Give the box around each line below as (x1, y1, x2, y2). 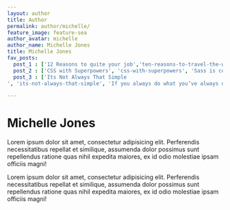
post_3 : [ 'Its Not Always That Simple (13, 73, 127, 81)
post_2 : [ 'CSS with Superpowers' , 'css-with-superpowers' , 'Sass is (13, 67, 216, 74)
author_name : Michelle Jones (7, 42, 90, 49)
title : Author (7, 16, 48, 23)
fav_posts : (7, 55, 38, 62)
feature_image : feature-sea (7, 29, 88, 36)
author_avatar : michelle (7, 36, 78, 42)
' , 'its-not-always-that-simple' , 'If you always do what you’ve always (7, 80, 219, 87)
